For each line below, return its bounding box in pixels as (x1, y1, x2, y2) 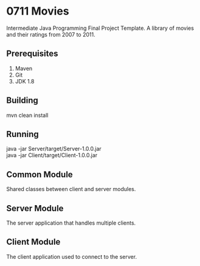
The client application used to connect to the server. (6, 253, 137, 260)
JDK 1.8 (15, 77, 35, 85)
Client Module (6, 237, 61, 247)
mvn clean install (6, 111, 49, 119)
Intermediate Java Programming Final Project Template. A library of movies (6, 24, 195, 32)
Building (6, 96, 38, 106)
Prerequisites (6, 49, 58, 59)
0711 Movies (6, 4, 69, 18)
